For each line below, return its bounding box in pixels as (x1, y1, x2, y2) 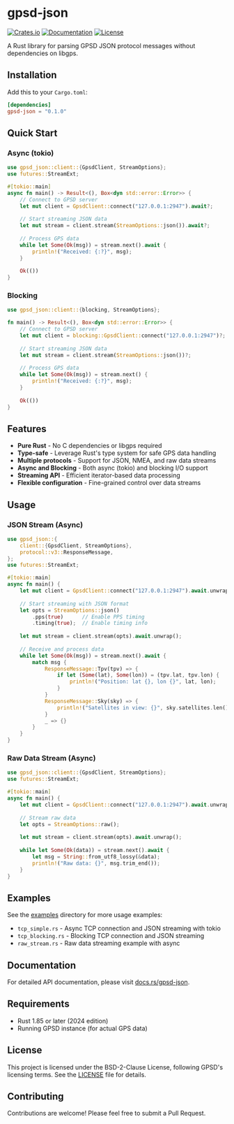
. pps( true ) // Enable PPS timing (32, 613, 145, 620)
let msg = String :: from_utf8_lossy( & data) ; (32, 853, 160, 860)
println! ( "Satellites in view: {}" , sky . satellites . (56, 704, 214, 711)
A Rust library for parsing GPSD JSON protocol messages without (7, 41, 196, 50)
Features (7, 423, 47, 435)
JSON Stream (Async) (7, 519, 84, 529)
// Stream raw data (19, 814, 77, 821)
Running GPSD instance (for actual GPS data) (17, 1024, 148, 1032)
